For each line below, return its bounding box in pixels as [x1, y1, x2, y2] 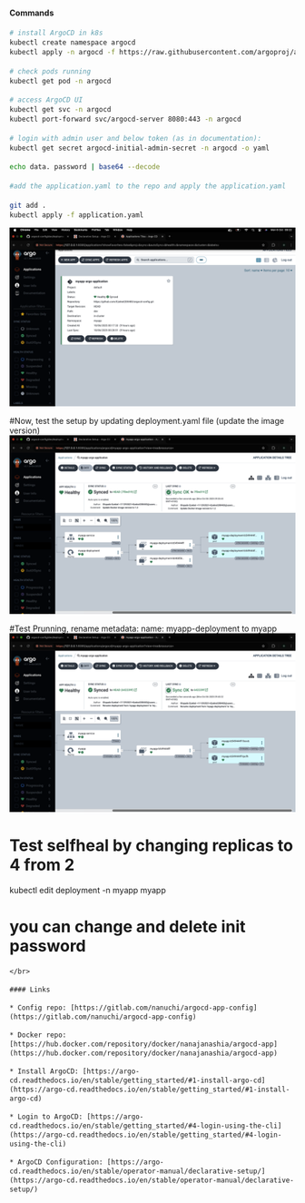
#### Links [9, 985, 51, 994]
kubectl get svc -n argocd [9, 105, 112, 114]
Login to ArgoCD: [17, 1112, 84, 1121]
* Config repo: [9, 1003, 67, 1012]
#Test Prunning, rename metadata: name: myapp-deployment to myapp [9, 623, 278, 634]
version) [9, 425, 41, 436]
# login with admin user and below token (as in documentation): [9, 133, 261, 143]
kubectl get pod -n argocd [9, 76, 112, 85]
